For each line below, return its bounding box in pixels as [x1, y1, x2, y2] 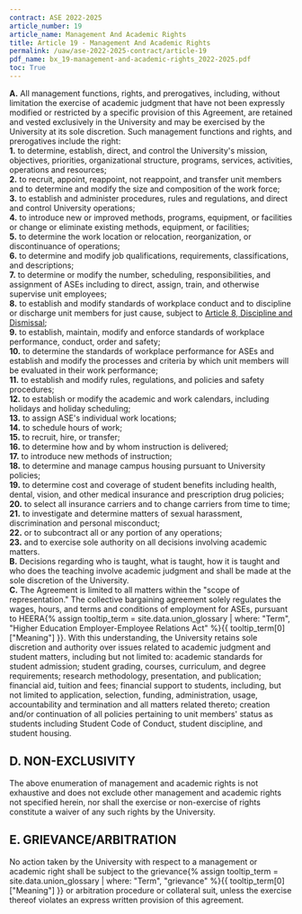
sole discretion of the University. [9, 574, 129, 585]
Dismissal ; [9, 316, 48, 328]
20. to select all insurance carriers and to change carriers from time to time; [9, 498, 290, 509]
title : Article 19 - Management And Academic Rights [9, 38, 211, 48]
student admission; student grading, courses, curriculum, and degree [9, 661, 267, 671]
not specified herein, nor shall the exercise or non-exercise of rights [9, 796, 261, 807]
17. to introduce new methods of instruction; [9, 450, 173, 461]
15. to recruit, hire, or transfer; [9, 431, 120, 442]
